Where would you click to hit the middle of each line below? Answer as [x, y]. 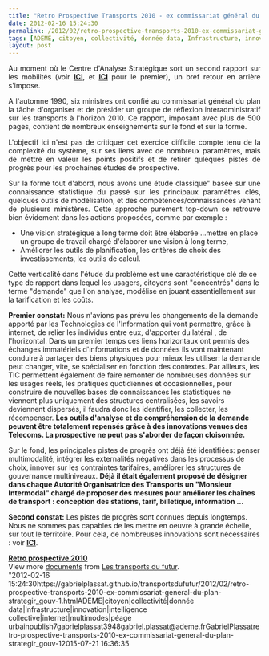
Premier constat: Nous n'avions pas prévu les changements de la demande [133, 316]
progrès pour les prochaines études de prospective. [94, 168]
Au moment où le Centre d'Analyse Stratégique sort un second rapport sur [134, 68]
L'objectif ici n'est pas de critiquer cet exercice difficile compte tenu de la [134, 142]
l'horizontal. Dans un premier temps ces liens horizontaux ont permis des [129, 341]
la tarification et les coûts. [51, 300]
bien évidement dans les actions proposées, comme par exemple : [118, 218]
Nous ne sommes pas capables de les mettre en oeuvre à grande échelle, [130, 526]
